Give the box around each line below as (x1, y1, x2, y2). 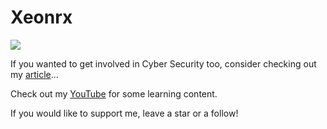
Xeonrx (10, 6, 73, 29)
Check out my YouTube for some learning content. (10, 87, 218, 100)
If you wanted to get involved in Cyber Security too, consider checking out (10, 57, 317, 70)
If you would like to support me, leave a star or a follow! (10, 107, 239, 119)
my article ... (10, 68, 59, 80)
